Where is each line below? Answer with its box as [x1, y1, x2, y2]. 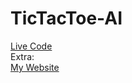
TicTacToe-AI [10, 7, 123, 30]
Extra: [10, 50, 35, 62]
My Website [10, 61, 60, 73]
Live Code [10, 40, 53, 52]
